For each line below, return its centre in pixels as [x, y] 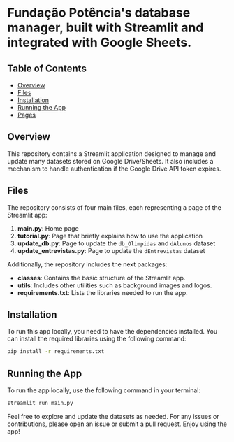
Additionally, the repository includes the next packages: [87, 264]
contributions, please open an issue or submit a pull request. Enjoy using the [117, 424]
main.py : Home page [48, 228]
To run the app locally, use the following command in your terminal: [104, 390]
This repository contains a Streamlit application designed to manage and [112, 154]
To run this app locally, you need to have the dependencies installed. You [112, 331]
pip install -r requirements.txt [56, 352]
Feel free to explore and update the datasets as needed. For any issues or [114, 416]
